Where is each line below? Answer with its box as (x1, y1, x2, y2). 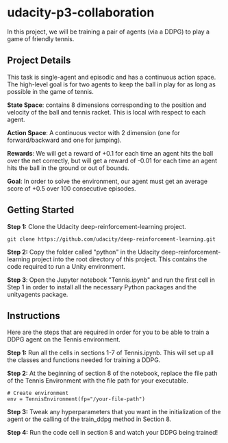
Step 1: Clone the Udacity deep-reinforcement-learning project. (7, 222, 186, 230)
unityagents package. (7, 290, 68, 298)
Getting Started (7, 204, 75, 216)
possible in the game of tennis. (7, 87, 94, 95)
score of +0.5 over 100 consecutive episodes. (7, 184, 136, 193)
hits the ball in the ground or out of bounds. (7, 163, 130, 172)
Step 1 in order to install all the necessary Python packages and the (7, 283, 197, 291)
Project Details (7, 55, 71, 67)
